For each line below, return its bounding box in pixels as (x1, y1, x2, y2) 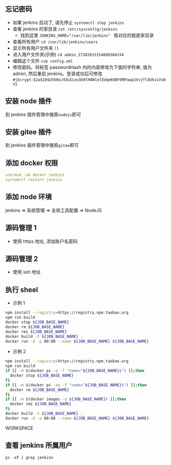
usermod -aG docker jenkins (5, 173, 65, 178)
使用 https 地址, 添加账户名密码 (12, 238, 78, 244)
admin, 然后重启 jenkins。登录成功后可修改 (12, 71, 103, 77)
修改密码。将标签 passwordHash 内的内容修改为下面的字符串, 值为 (12, 64, 152, 70)
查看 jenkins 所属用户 (5, 441, 72, 450)
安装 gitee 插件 (5, 128, 52, 136)
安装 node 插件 (5, 97, 52, 106)
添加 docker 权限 (5, 158, 59, 167)
